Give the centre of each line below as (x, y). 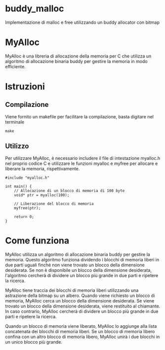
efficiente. (15, 66)
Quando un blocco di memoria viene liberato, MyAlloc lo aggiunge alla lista (81, 326)
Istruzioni (25, 87)
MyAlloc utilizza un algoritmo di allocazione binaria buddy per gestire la (78, 254)
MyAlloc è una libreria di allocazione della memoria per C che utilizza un (78, 56)
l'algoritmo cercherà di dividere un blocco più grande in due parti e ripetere (82, 275)
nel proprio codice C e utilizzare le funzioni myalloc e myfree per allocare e (82, 163)
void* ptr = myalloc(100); (42, 195)
